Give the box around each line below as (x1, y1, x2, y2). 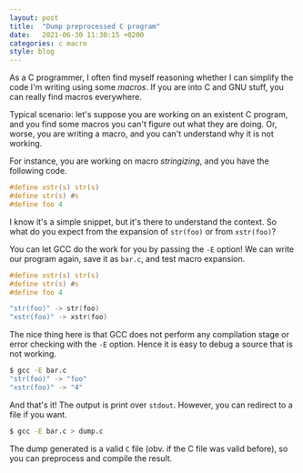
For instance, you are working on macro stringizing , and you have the (9, 156, 270, 166)
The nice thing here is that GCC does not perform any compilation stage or (9, 329, 289, 340)
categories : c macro (9, 38, 88, 48)
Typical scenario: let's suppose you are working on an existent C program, (9, 109, 288, 120)
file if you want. (9, 408, 67, 419)
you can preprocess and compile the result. (9, 452, 173, 464)
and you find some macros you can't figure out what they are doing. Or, (9, 119, 278, 130)
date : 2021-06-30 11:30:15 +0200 (9, 30, 145, 39)
